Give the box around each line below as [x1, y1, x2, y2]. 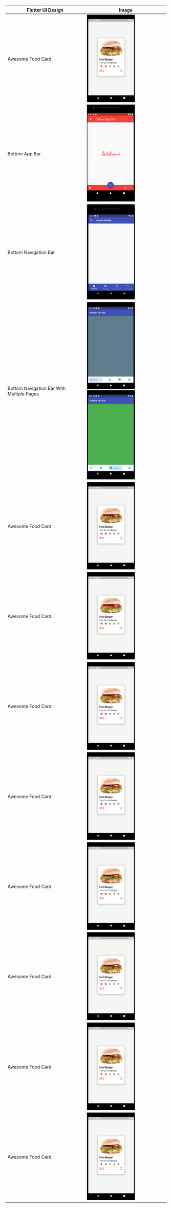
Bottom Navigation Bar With [7, 385, 66, 391]
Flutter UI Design [27, 7, 64, 13]
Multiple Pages [7, 391, 39, 397]
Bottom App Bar [7, 150, 41, 157]
